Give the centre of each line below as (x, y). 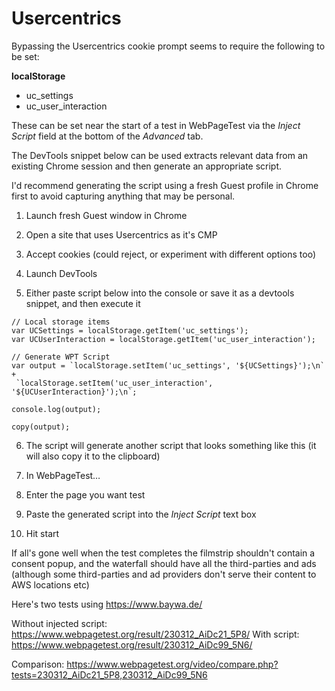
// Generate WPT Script (61, 357)
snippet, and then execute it (83, 303)
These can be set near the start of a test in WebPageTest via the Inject (156, 125)
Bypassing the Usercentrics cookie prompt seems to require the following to (168, 46)
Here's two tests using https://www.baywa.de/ (107, 604)
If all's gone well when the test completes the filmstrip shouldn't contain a (163, 553)
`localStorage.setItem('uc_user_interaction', (114, 383)
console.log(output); (56, 409)
